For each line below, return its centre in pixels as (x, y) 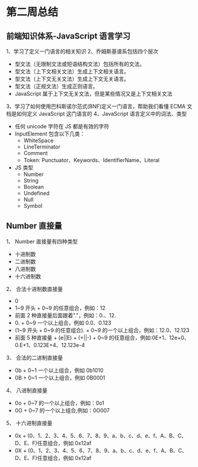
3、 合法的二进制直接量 (35, 358)
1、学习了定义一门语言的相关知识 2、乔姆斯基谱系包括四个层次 (82, 51)
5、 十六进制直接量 (29, 423)
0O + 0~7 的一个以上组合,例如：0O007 (62, 410)
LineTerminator (42, 147)
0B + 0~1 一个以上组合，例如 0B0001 (60, 377)
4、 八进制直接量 (27, 390)
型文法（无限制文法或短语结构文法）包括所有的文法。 (80, 64)
